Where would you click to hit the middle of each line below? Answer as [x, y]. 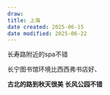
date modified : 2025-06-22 [47, 33]
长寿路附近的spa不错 [38, 54]
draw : [15, 14]
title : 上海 [24, 20]
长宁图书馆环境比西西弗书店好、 [54, 69]
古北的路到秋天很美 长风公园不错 [55, 84]
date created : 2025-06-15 [45, 27]
